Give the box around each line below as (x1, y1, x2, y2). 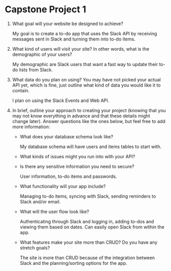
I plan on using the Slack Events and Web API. (12, 97, 110, 103)
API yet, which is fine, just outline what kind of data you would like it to (12, 82, 161, 88)
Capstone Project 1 (5, 4, 87, 15)
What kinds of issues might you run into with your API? (19, 153, 135, 159)
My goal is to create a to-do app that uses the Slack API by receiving (12, 30, 157, 36)
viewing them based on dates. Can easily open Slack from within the (19, 224, 165, 230)
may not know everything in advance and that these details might (12, 113, 151, 119)
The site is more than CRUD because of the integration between (19, 255, 155, 261)
